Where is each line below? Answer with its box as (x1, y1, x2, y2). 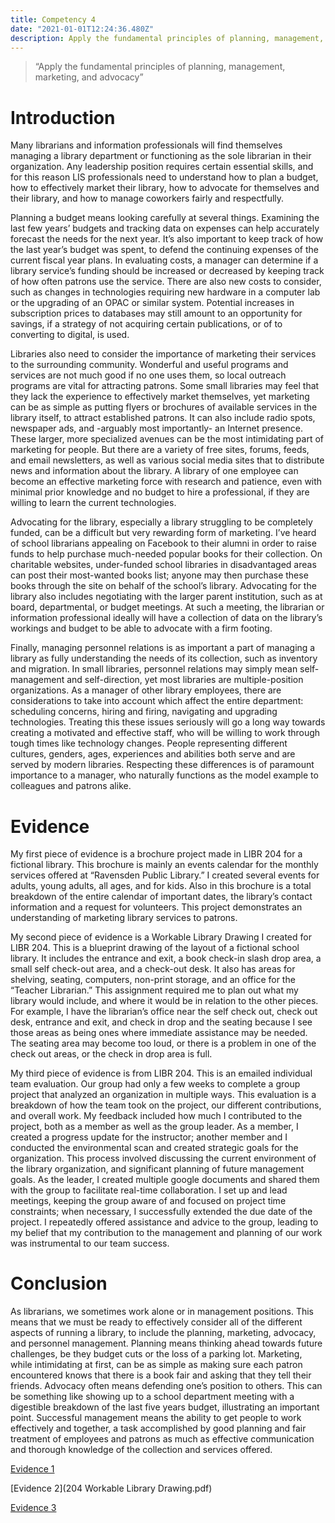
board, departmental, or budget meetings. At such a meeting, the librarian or (10, 601, 325, 613)
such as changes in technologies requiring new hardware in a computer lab (10, 286, 321, 298)
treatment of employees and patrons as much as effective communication (10, 1433, 315, 1445)
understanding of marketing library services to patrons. (10, 912, 238, 924)
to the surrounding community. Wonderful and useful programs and (10, 359, 289, 371)
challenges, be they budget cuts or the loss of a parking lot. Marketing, (10, 1348, 303, 1360)
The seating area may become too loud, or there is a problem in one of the (10, 1037, 317, 1050)
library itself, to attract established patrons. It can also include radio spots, (10, 412, 316, 424)
